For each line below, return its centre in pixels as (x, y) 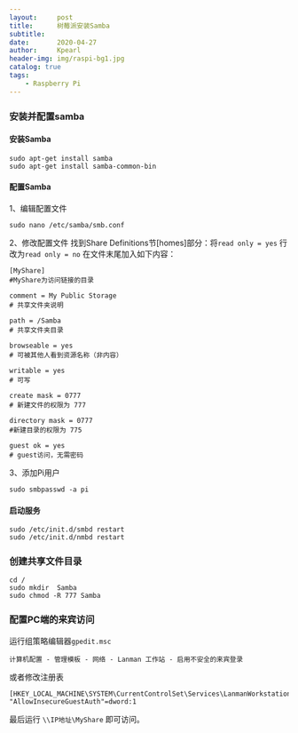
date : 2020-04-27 (53, 42)
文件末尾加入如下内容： (133, 253)
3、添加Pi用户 (35, 473)
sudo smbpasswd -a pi (49, 490)
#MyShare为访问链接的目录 (52, 280)
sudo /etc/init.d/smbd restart (67, 530)
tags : (19, 76)
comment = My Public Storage (63, 295)
